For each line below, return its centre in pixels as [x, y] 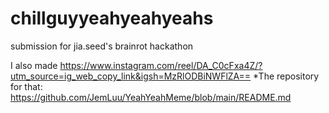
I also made [34, 65]
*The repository [286, 76]
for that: [26, 86]
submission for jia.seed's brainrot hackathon [102, 46]
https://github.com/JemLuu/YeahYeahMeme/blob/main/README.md [151, 97]
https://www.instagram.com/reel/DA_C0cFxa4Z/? [161, 65]
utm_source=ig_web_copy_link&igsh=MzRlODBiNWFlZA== [131, 76]
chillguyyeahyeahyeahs [112, 18]
